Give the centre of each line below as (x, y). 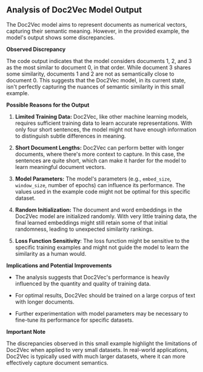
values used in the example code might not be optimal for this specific (103, 191)
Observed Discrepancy (36, 49)
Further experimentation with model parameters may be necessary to (101, 313)
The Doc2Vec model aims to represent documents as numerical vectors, (97, 24)
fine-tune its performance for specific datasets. (74, 320)
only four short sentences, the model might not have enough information (106, 129)
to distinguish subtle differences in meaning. (70, 136)
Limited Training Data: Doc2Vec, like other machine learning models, (101, 116)
